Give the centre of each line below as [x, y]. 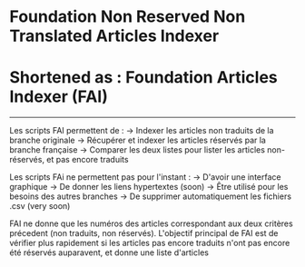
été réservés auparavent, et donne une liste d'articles [109, 252]
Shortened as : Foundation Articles [144, 78]
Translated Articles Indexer [114, 36]
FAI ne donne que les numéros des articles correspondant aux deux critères [151, 223]
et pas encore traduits [88, 160]
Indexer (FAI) [59, 97]
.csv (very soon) [40, 206]
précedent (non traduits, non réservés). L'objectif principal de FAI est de [144, 233]
